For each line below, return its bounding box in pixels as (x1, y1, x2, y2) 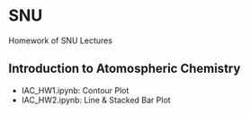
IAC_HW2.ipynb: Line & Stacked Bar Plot (21, 94, 172, 105)
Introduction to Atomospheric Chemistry (8, 61, 241, 76)
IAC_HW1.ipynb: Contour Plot (21, 84, 129, 95)
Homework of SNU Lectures (8, 35, 113, 46)
